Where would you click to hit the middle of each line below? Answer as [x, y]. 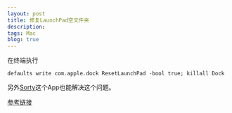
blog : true [23, 40]
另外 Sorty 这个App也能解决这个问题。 [61, 87]
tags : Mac [22, 33]
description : [26, 27]
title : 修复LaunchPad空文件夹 [48, 20]
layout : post [26, 14]
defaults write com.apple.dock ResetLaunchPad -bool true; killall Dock [116, 74]
